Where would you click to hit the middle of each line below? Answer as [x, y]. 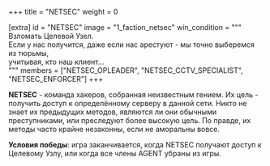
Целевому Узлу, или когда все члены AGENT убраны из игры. [115, 153]
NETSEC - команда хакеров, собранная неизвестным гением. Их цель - [133, 95]
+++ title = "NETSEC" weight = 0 [63, 12]
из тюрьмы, [29, 53]
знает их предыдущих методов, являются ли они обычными [113, 112]
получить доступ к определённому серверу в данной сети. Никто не [128, 103]
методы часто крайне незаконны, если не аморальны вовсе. [114, 129]
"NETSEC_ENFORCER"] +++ [56, 79]
